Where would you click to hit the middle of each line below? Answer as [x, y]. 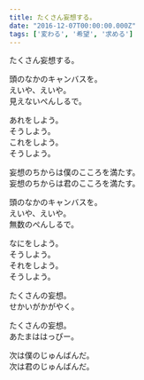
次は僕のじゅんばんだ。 [52, 355]
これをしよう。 [36, 142]
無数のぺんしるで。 [44, 225]
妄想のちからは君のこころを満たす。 [75, 184]
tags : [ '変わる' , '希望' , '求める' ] [72, 34]
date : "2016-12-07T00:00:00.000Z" [73, 26]
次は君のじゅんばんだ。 [52, 367]
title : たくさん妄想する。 [53, 17]
